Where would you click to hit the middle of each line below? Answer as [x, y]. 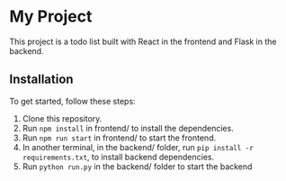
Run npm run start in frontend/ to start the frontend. [119, 138]
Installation [41, 80]
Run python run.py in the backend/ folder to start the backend [137, 166]
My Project [51, 17]
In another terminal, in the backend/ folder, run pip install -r [138, 147]
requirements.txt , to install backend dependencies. [118, 157]
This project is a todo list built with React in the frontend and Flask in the [143, 41]
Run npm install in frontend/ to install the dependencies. [128, 128]
